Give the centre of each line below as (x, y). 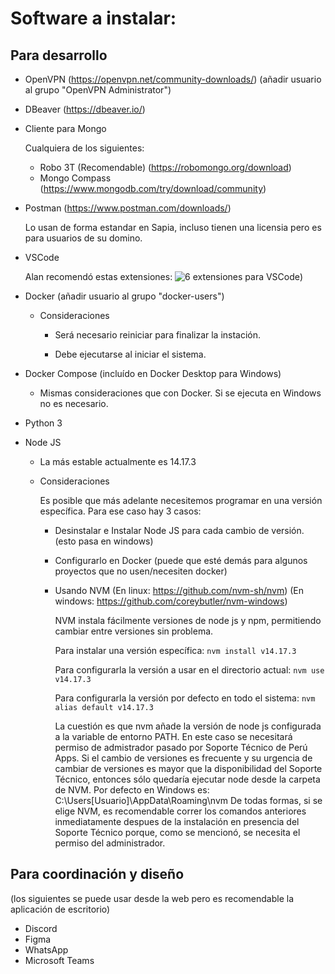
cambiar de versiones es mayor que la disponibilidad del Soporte (188, 768)
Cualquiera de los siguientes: (84, 148)
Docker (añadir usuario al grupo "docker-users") (124, 296)
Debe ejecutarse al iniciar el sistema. (130, 354)
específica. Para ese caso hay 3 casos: (120, 511)
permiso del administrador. (110, 843)
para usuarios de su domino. (83, 238)
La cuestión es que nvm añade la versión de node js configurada (188, 726)
